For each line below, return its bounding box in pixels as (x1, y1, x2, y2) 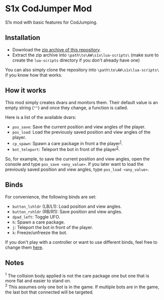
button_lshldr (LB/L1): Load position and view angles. (12, 203, 122, 209)
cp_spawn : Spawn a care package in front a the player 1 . (12, 139, 123, 146)
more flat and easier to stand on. (5, 278, 71, 284)
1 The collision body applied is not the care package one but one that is (5, 272, 149, 279)
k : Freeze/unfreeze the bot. (12, 229, 67, 235)
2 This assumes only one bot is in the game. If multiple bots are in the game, (5, 283, 160, 290)
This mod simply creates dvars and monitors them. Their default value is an (5, 99, 159, 105)
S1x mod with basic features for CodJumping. (5, 19, 98, 25)
